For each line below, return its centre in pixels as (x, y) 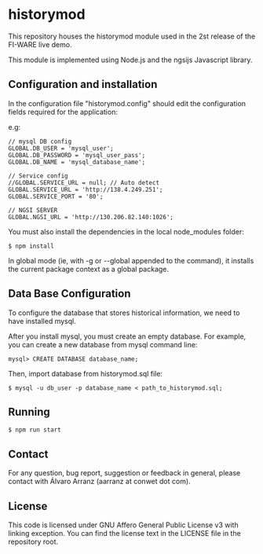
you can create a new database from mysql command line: (103, 344)
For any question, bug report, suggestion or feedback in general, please (124, 473)
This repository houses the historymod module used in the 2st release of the (132, 36)
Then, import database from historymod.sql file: (86, 373)
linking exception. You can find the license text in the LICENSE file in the (124, 533)
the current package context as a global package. (89, 269)
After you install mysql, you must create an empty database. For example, (127, 336)
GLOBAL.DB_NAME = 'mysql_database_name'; (77, 162)
